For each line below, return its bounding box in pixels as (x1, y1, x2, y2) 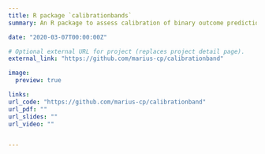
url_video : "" (8, 120, 55, 128)
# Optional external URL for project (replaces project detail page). (8, 47, 245, 55)
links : (8, 91, 30, 99)
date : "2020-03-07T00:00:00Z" (8, 33, 108, 41)
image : (8, 69, 30, 77)
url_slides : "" (8, 112, 58, 121)
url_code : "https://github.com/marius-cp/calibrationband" (8, 98, 207, 106)
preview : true (15, 77, 62, 85)
